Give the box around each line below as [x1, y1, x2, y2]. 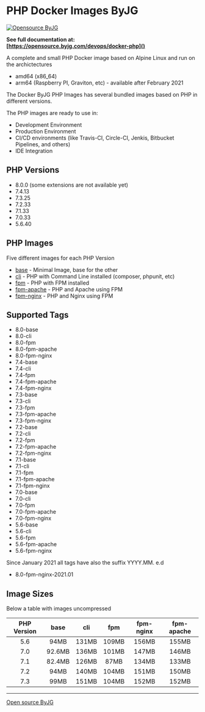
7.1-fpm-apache [15, 476, 55, 483]
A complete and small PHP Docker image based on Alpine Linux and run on [6, 54, 195, 61]
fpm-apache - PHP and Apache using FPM [15, 285, 123, 293]
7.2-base [15, 424, 38, 431]
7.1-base [15, 456, 37, 463]
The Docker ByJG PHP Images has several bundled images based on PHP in [6, 91, 198, 98]
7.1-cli [15, 463, 29, 470]
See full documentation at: [6, 36, 75, 43]
